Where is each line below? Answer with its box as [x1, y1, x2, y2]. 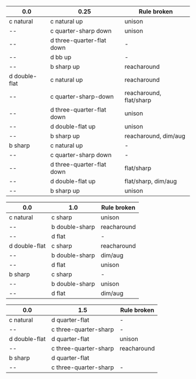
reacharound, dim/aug [124, 132, 185, 140]
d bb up [50, 53, 72, 61]
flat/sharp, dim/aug [124, 178, 177, 185]
